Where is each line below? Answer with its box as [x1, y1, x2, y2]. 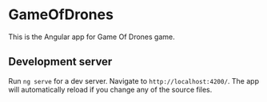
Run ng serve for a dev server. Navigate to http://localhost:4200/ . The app [8, 76, 260, 85]
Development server [8, 55, 113, 69]
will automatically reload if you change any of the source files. [8, 84, 213, 94]
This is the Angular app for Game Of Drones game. [8, 32, 175, 41]
